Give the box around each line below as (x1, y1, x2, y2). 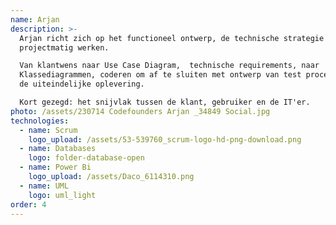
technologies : (10, 116, 70, 126)
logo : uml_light (28, 190, 97, 200)
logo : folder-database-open (28, 153, 145, 163)
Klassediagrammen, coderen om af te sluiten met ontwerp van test (19, 70, 302, 80)
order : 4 (10, 199, 47, 210)
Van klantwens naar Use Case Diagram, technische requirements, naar (19, 61, 320, 71)
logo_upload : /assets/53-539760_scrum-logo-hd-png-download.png (28, 134, 302, 145)
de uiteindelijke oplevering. (19, 79, 145, 90)
